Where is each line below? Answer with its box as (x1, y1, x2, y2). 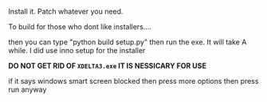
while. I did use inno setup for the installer (8, 46, 146, 55)
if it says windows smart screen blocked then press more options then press (8, 77, 259, 85)
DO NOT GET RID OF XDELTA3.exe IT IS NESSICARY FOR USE (8, 61, 207, 70)
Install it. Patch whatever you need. (8, 7, 124, 16)
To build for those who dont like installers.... (8, 22, 151, 31)
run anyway (8, 85, 47, 94)
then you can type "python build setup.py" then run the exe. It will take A (8, 37, 247, 47)
